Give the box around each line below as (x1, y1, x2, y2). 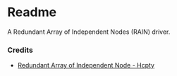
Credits (7, 45, 33, 55)
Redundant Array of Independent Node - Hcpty (17, 61, 155, 70)
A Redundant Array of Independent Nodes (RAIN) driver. (7, 27, 171, 36)
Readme (7, 4, 57, 20)
